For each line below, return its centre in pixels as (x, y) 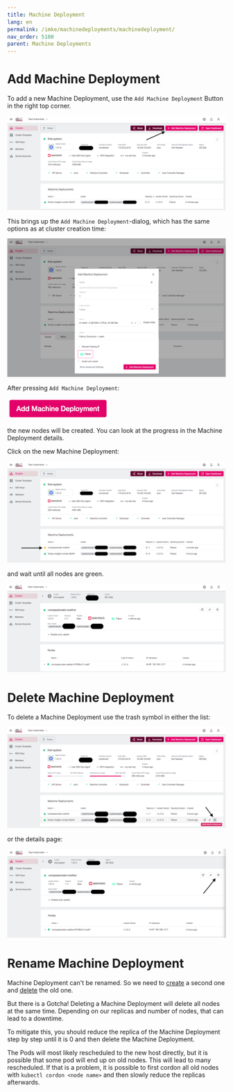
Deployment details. (36, 438)
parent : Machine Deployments (49, 44)
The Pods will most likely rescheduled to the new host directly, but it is (107, 1053)
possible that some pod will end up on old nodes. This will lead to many (109, 1060)
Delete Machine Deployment (91, 698)
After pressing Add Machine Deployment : (63, 388)
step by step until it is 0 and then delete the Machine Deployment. (101, 1039)
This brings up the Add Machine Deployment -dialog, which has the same (109, 221)
